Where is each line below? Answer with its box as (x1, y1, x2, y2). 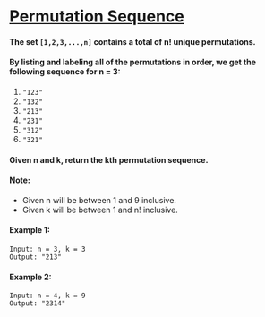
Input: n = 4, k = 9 (9, 291, 87, 301)
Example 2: (9, 271, 52, 282)
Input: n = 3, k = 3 (9, 244, 87, 253)
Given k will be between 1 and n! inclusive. (21, 204, 179, 215)
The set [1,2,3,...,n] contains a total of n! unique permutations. (9, 36, 256, 47)
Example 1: (9, 225, 51, 236)
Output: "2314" (9, 299, 66, 308)
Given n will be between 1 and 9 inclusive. (21, 194, 177, 205)
